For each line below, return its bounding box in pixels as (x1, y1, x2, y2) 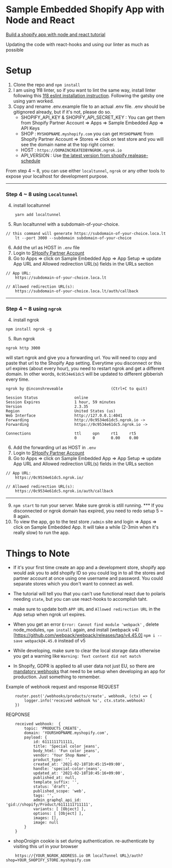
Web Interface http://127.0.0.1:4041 (6, 413, 123, 418)
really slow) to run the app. (13, 530, 70, 536)
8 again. (13, 513, 31, 519)
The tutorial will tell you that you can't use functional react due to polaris (13, 591, 165, 597)
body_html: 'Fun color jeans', (33, 748, 100, 753)
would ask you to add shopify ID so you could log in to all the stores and (13, 570, 165, 576)
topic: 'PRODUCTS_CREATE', (24, 726, 82, 731)
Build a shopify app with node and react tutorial (6, 31, 106, 37)
